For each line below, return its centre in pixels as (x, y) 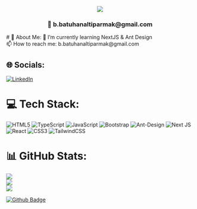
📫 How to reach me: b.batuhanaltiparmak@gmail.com (73, 44)
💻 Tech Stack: (43, 104)
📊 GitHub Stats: (47, 156)
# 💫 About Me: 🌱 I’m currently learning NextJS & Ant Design (79, 37)
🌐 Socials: (26, 65)
